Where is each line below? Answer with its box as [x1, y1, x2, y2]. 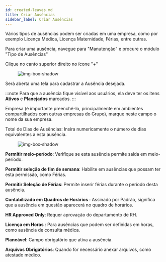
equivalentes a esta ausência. [5, 132, 67, 138]
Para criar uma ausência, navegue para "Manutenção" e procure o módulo [5, 46, 159, 52]
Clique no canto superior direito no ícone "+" [5, 61, 98, 67]
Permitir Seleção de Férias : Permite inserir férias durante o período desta [5, 182, 158, 188]
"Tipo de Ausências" [5, 51, 48, 57]
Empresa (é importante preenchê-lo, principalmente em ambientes [5, 106, 143, 112]
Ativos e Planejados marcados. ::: [5, 96, 76, 102]
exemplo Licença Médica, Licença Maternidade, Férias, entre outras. [5, 36, 147, 42]
